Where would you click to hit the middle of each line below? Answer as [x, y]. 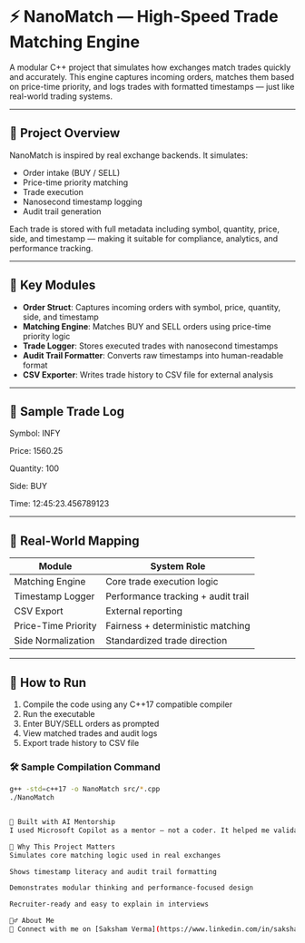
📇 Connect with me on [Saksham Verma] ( [85, 929]
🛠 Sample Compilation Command [85, 767]
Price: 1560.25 [36, 451]
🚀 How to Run [48, 682]
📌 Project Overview [65, 133]
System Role [178, 566]
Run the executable [59, 714]
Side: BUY [29, 486]
